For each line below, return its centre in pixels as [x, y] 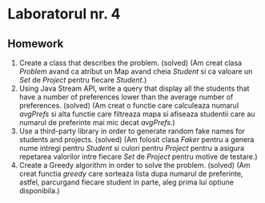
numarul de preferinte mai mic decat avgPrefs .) [97, 122]
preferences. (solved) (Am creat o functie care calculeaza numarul [129, 106]
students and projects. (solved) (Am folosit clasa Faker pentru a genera [137, 140]
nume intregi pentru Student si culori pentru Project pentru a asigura [132, 148]
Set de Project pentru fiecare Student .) [83, 80]
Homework [36, 44]
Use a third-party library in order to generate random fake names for [132, 131]
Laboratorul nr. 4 [64, 14]
